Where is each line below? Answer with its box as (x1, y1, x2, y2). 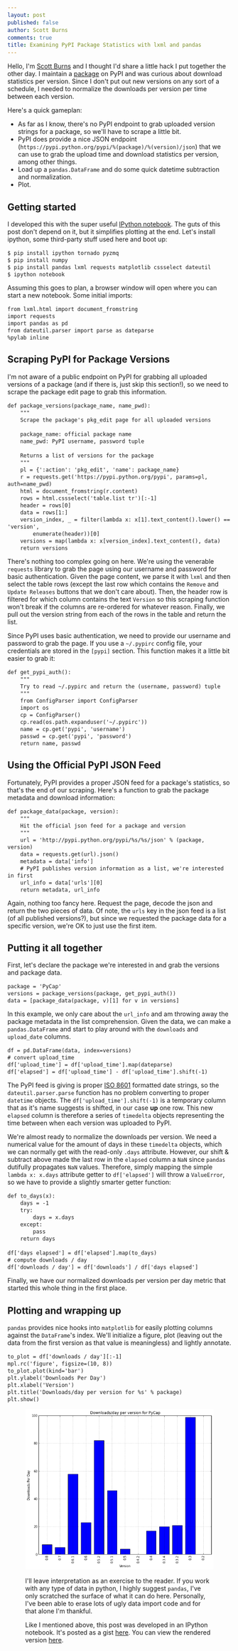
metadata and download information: (7, 793, 116, 802)
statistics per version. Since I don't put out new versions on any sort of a (7, 77, 220, 85)
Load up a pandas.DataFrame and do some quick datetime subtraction (17, 165, 220, 174)
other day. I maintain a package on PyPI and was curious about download (7, 70, 222, 78)
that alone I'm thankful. (25, 1606, 92, 1615)
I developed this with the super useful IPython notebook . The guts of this (7, 219, 221, 228)
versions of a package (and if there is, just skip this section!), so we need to (7, 379, 229, 388)
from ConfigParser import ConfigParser (20, 697, 139, 704)
